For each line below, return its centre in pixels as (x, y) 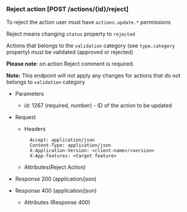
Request (25, 118)
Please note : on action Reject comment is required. (70, 64)
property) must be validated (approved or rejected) (70, 52)
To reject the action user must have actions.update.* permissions (89, 22)
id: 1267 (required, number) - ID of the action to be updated (98, 105)
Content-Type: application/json (70, 145)
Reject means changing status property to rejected (71, 34)
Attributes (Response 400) (57, 202)
